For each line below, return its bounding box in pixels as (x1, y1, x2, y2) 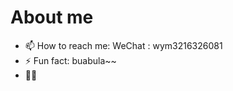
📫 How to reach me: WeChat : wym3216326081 (24, 39, 223, 51)
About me (10, 6, 94, 29)
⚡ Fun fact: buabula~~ (24, 54, 117, 66)
